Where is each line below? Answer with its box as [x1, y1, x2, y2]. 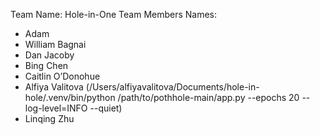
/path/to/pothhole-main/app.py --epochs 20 [117, 92, 300, 103]
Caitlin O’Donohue [24, 70, 101, 82]
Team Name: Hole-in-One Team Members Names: [10, 9, 218, 20]
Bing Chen [24, 60, 69, 71]
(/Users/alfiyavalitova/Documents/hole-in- [85, 81, 260, 93]
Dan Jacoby [24, 49, 75, 61]
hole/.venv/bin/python [24, 92, 116, 103]
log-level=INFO [24, 102, 88, 114]
